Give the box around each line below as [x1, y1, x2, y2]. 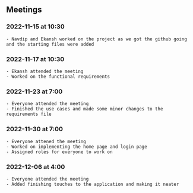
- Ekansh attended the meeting [6, 68, 84, 74]
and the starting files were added [6, 41, 94, 47]
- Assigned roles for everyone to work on [6, 148, 113, 155]
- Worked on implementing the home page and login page [6, 144, 147, 150]
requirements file [6, 111, 52, 118]
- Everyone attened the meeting [6, 138, 86, 144]
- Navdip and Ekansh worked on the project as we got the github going [6, 36, 187, 42]
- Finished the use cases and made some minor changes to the [6, 106, 163, 112]
